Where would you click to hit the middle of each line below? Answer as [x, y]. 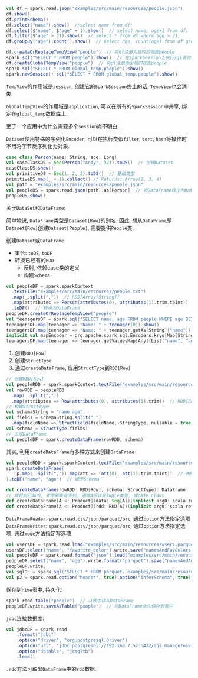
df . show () [18, 14]
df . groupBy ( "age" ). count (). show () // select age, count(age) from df [95, 41]
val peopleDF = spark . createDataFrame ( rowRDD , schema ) [75, 439]
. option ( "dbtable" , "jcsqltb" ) [55, 651]
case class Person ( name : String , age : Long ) [62, 157]
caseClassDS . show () [30, 168]
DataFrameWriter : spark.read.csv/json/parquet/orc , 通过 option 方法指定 [93, 525]
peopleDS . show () [26, 196]
